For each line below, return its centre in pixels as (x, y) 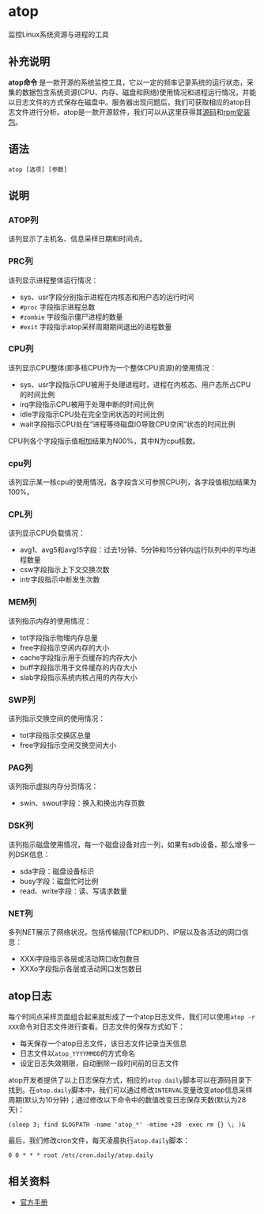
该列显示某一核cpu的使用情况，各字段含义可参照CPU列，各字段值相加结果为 (132, 482)
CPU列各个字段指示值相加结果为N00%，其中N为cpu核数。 (104, 441)
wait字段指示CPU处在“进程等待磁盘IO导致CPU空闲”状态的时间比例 (127, 424)
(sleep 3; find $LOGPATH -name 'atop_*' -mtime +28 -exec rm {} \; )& (127, 1125)
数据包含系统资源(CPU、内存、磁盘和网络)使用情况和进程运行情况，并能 (139, 92)
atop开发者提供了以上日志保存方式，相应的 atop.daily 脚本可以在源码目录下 (130, 1079)
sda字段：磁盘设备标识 (57, 871)
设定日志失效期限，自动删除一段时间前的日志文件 (99, 1063)
